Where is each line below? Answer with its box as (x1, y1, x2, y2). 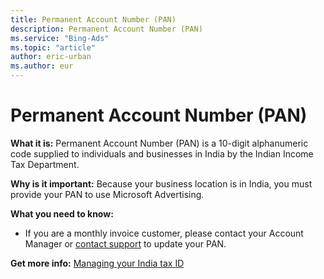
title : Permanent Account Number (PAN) (10, 14, 177, 25)
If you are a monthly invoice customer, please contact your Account (24, 227, 304, 239)
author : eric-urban (10, 52, 92, 62)
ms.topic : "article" (10, 42, 97, 53)
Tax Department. (10, 158, 80, 170)
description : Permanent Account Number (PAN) (10, 24, 203, 34)
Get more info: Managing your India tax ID (10, 257, 185, 269)
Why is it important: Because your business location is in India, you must (10, 177, 313, 190)
